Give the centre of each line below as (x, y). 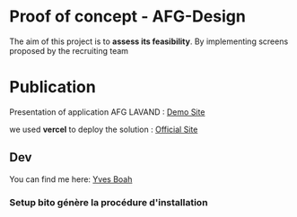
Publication (52, 87)
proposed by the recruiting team (69, 50)
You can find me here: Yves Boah (71, 179)
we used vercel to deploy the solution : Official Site (104, 129)
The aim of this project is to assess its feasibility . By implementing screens (149, 41)
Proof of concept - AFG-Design (128, 17)
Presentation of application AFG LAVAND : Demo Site (107, 112)
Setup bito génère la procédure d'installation (109, 202)
